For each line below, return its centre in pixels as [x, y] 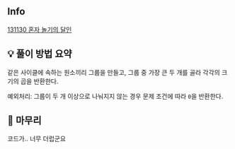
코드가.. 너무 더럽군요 [36, 139]
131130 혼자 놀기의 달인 [40, 29]
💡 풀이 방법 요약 [40, 54]
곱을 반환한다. [39, 81]
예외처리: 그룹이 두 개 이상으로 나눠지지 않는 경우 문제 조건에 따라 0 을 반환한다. [115, 96]
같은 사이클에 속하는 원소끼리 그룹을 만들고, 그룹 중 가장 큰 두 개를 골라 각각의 [114, 72]
